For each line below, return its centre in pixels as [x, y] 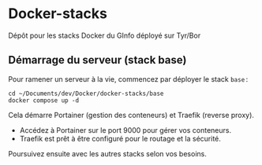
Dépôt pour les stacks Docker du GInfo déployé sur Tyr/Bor [105, 35]
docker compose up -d [44, 100]
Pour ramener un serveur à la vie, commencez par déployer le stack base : [128, 79]
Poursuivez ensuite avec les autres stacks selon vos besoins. [107, 153]
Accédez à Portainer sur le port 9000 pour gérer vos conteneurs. [125, 130]
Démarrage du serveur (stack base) [97, 60]
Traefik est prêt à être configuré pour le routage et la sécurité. [120, 138]
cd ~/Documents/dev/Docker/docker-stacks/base [86, 93]
